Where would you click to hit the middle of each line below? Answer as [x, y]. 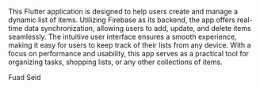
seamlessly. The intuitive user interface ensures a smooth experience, [122, 36]
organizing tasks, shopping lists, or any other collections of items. [116, 62]
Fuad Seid [25, 77]
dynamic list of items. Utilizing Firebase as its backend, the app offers [122, 20]
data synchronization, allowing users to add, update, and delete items [138, 28]
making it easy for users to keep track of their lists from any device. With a [130, 45]
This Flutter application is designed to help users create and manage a [123, 11]
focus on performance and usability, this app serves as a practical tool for [129, 54]
